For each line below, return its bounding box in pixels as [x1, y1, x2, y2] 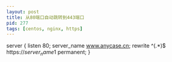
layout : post [6, 8, 40, 15]
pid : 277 [6, 20, 29, 26]
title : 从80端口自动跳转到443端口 [6, 14, 84, 20]
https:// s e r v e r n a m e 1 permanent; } [6, 49, 91, 57]
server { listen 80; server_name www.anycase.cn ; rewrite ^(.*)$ [6, 42, 166, 49]
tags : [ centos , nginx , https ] [6, 25, 83, 32]
